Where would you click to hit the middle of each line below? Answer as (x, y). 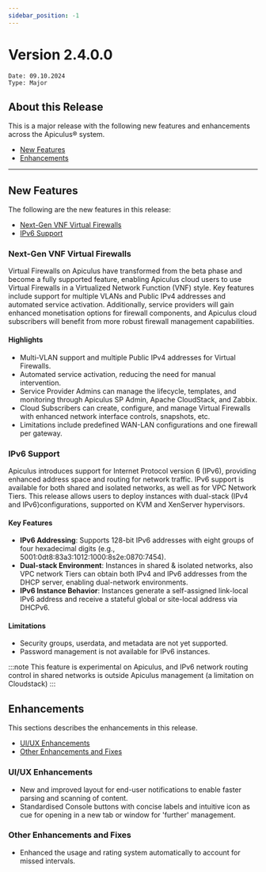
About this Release (56, 107)
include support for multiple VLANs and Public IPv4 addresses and (117, 296)
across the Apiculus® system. (57, 135)
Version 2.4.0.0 (61, 54)
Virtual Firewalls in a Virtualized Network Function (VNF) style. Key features (131, 288)
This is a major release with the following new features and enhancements (129, 126)
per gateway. (41, 433)
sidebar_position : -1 (44, 15)
